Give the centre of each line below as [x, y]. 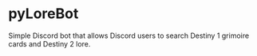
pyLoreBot [43, 14]
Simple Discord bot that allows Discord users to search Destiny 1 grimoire [129, 35]
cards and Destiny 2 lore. [49, 43]
